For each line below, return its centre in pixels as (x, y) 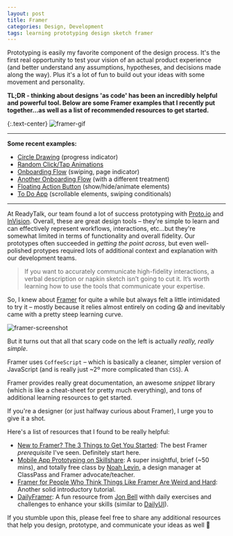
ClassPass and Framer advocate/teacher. (76, 475)
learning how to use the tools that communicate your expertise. (114, 286)
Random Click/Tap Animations (60, 164)
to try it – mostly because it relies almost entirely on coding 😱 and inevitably (116, 307)
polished (20, 251)
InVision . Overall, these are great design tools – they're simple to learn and (113, 221)
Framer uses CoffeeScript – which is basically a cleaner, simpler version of (114, 362)
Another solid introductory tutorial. (66, 490)
